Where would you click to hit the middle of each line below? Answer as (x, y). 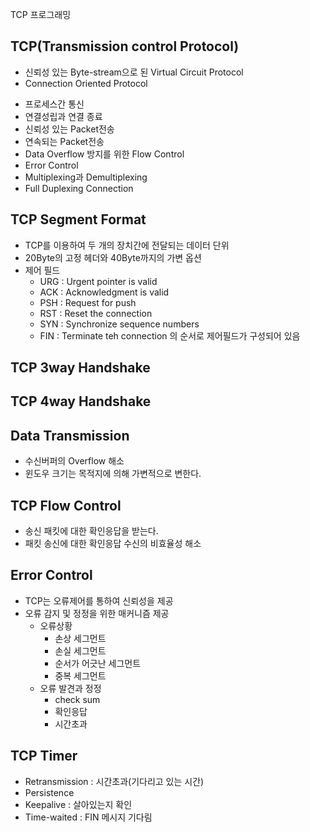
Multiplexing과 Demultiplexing (86, 177)
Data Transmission (70, 435)
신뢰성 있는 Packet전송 (69, 129)
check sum (77, 699)
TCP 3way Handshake (80, 368)
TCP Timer (44, 756)
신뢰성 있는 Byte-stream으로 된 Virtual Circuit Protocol (134, 72)
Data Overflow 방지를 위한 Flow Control (104, 154)
